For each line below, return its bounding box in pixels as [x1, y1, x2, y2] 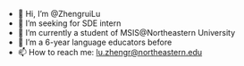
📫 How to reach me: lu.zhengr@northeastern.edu [17, 47, 203, 57]
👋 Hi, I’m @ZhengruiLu [17, 9, 101, 19]
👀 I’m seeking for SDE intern [17, 18, 122, 29]
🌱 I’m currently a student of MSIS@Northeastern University [17, 28, 236, 37]
